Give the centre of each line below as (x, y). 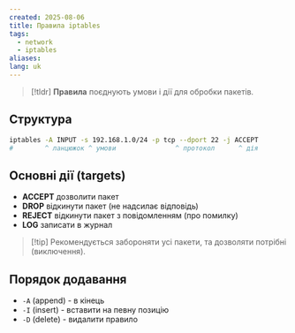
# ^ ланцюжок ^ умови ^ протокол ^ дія (134, 148)
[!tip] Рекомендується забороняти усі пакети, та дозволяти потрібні (159, 242)
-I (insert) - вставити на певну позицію (95, 310)
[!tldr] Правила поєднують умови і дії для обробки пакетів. (142, 91)
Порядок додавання (68, 279)
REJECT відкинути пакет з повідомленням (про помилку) (130, 216)
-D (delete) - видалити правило (80, 320)
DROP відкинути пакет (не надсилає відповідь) (110, 206)
